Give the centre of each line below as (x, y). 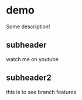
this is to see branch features (41, 92)
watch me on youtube (32, 59)
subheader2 (29, 78)
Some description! (28, 26)
